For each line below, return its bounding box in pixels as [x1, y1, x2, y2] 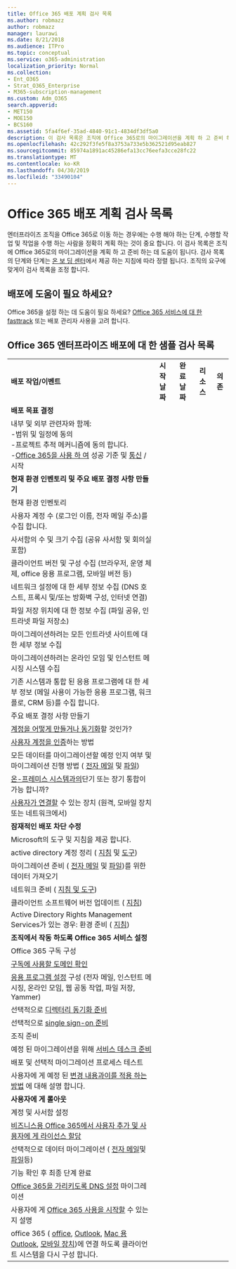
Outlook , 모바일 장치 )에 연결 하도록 [11, 1240, 121, 1249]
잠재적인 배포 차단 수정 [11, 822, 82, 832]
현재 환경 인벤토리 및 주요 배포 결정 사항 [11, 474, 135, 484]
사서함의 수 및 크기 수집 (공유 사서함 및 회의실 [11, 535, 152, 545]
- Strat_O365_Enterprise [7, 82, 80, 89]
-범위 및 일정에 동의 [11, 430, 74, 439]
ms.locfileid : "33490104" [7, 173, 83, 180]
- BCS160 [7, 121, 33, 128]
